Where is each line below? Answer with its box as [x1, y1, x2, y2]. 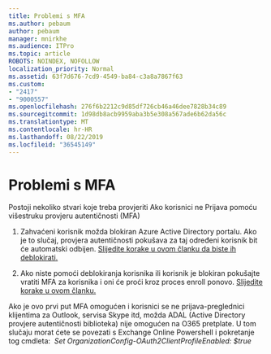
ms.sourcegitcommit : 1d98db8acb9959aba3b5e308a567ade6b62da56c [8, 111, 227, 119]
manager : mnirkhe [8, 34, 67, 43]
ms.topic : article [8, 50, 71, 58]
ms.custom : [8, 80, 45, 88]
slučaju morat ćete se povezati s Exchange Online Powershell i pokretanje [8, 327, 255, 338]
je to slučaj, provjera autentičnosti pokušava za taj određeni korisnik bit [19, 235, 258, 245]
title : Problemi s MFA [8, 11, 85, 20]
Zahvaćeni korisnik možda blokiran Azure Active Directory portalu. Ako [19, 227, 257, 237]
